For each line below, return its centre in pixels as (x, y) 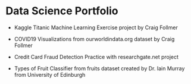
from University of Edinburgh (50, 74)
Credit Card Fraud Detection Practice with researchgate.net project (96, 57)
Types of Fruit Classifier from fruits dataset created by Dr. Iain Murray (99, 68)
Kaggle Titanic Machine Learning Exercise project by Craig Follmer (96, 27)
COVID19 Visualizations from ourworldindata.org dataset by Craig (94, 39)
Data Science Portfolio (62, 11)
